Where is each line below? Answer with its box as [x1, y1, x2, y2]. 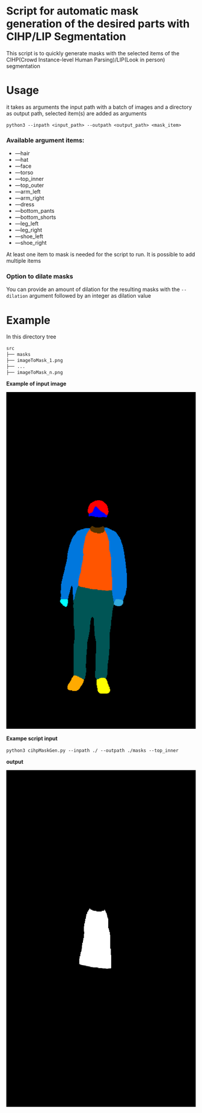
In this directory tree [6, 333, 57, 340]
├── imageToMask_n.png [6, 370, 63, 376]
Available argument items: [6, 136, 85, 144]
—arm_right [14, 194, 44, 202]
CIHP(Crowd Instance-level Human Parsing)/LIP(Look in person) [6, 56, 165, 63]
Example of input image [6, 380, 67, 387]
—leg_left [14, 220, 39, 227]
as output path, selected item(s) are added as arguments [6, 109, 147, 117]
